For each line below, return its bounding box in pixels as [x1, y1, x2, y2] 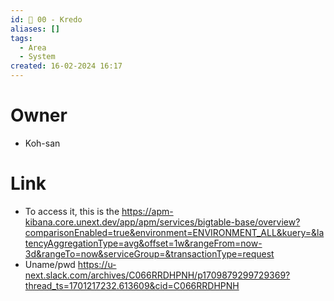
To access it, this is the [24, 205, 120, 217]
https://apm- [121, 205, 174, 217]
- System [19, 52, 56, 62]
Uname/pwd [24, 258, 76, 270]
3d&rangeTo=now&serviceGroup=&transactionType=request [24, 247, 275, 260]
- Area [19, 42, 47, 53]
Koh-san [24, 137, 61, 149]
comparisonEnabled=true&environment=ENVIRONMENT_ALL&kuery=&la [24, 226, 325, 238]
